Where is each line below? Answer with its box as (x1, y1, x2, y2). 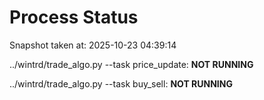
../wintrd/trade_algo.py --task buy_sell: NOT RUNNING (9, 77, 233, 90)
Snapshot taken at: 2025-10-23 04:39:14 (9, 39, 177, 51)
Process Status (9, 6, 139, 29)
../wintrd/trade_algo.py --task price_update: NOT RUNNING (9, 58, 254, 70)
